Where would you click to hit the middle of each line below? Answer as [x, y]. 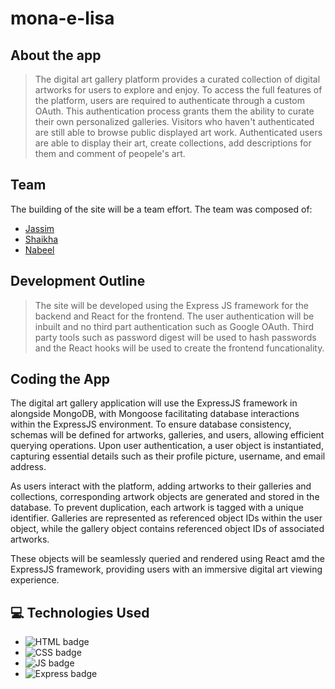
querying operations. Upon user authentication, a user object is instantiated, [167, 446]
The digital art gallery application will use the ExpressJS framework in [154, 403]
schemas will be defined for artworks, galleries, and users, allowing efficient [167, 435]
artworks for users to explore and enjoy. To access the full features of [178, 90]
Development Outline [78, 281]
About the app [56, 55]
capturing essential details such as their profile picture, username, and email [168, 456]
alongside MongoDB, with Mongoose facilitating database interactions [155, 414]
